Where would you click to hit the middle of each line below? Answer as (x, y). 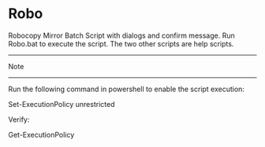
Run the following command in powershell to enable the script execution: (126, 89)
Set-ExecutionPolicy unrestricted (62, 104)
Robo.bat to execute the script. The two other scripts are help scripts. (121, 43)
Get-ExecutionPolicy (41, 134)
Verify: (19, 119)
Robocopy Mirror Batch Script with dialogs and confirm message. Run (121, 35)
